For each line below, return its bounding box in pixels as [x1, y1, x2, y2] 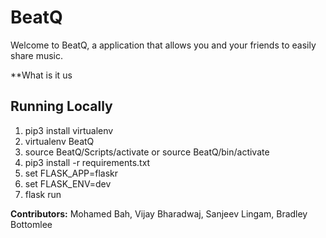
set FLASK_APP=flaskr [24, 167, 119, 179]
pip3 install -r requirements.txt [24, 156, 151, 168]
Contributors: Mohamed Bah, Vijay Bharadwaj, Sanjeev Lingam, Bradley [10, 207, 308, 220]
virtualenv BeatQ [24, 135, 95, 147]
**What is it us [10, 69, 73, 81]
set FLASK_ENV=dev [24, 177, 112, 190]
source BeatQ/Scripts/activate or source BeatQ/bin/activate [24, 146, 270, 158]
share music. [10, 49, 64, 61]
